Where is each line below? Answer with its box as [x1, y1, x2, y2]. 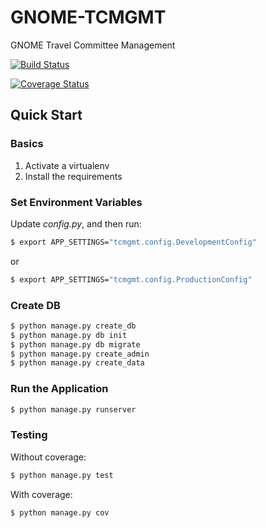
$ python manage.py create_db [10, 321, 137, 331]
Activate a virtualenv [24, 159, 110, 171]
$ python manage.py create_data [10, 358, 145, 368]
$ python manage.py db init [10, 330, 128, 340]
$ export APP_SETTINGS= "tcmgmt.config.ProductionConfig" [10, 274, 253, 285]
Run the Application [10, 382, 109, 396]
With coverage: [10, 488, 73, 500]
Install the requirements [24, 170, 123, 182]
